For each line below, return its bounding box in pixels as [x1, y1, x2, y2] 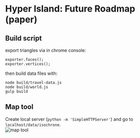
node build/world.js [5, 84, 49, 89]
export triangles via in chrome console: [5, 48, 87, 53]
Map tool [5, 103, 34, 111]
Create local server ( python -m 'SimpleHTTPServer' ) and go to [5, 116, 133, 122]
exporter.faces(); [5, 57, 44, 62]
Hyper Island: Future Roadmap [5, 3, 135, 15]
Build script [5, 34, 42, 42]
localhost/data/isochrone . [5, 121, 61, 127]
